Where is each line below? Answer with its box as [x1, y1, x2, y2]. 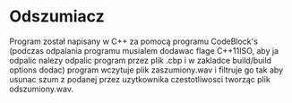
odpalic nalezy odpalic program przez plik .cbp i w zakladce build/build [9, 55, 271, 65]
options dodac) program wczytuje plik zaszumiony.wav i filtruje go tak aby [9, 64, 284, 75]
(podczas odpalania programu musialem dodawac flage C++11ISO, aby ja [9, 45, 279, 56]
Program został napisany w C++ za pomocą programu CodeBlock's [9, 36, 258, 47]
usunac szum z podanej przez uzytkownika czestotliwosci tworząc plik [9, 73, 271, 84]
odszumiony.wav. [9, 83, 74, 94]
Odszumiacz [9, 6, 105, 27]
